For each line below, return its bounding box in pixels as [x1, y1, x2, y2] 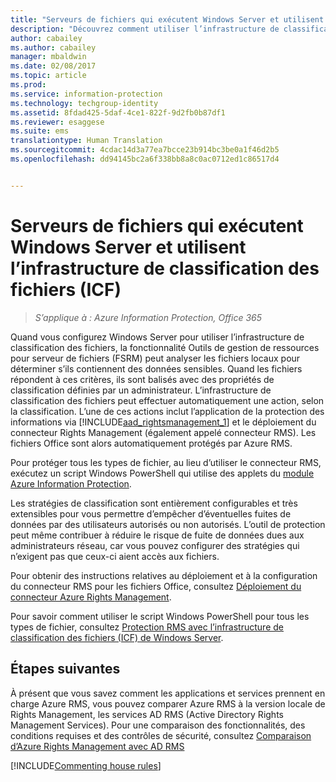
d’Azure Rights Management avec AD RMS [10, 740, 185, 752]
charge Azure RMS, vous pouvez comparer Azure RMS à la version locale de [10, 697, 326, 710]
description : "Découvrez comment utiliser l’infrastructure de [10, 24, 280, 34]
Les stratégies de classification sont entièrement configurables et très [10, 497, 298, 509]
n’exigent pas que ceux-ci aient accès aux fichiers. [10, 550, 220, 562]
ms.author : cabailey [10, 42, 97, 53]
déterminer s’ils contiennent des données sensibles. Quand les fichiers [10, 362, 303, 375]
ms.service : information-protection [10, 89, 163, 99]
